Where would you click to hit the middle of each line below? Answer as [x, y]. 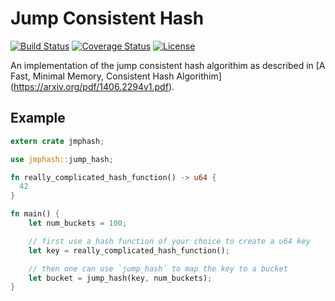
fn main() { [35, 214]
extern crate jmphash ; [57, 141]
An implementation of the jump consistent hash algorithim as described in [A [168, 65]
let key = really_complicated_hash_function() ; [129, 250]
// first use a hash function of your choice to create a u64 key [169, 241]
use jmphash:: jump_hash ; [62, 159]
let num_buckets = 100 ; [78, 223]
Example [38, 118]
